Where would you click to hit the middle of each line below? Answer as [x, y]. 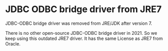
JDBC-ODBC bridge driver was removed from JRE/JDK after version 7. [79, 23]
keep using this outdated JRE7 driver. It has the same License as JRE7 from [84, 38]
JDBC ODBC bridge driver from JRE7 [83, 9]
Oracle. [13, 43]
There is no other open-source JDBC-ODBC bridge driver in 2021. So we [81, 33]
